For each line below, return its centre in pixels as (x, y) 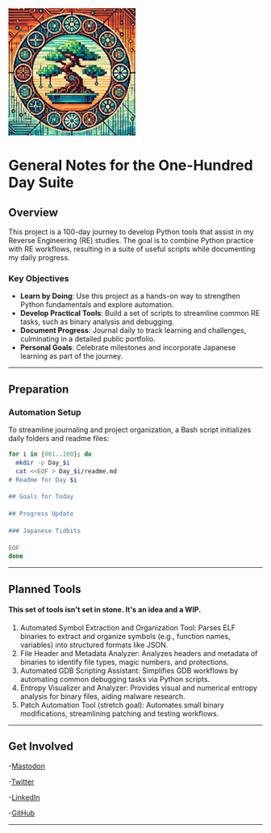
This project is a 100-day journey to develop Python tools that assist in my (131, 232)
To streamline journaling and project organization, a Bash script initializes (130, 429)
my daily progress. (39, 257)
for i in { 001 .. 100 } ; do (50, 454)
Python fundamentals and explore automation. (97, 305)
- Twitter (21, 781)
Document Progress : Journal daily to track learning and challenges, (133, 330)
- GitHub (22, 813)
